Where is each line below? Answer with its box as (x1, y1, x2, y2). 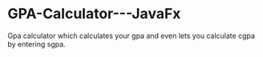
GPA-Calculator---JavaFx (7, 5, 181, 23)
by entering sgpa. (7, 39, 66, 48)
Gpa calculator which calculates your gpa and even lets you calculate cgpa (7, 31, 256, 40)
